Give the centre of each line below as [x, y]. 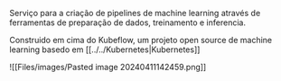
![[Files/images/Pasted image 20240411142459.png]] [108, 67]
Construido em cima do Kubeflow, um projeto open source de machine [141, 40]
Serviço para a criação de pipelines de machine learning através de [135, 13]
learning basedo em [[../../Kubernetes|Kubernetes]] [105, 49]
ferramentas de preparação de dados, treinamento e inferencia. [128, 22]
